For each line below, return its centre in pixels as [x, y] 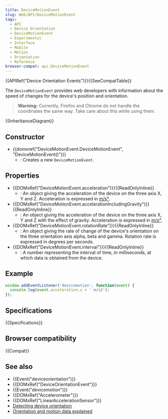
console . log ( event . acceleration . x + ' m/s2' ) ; [60, 290]
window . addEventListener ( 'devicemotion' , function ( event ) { [70, 285]
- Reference [23, 62]
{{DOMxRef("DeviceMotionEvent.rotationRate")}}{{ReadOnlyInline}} [83, 225]
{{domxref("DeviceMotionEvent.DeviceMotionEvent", [68, 149]
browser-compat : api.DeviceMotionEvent [47, 66]
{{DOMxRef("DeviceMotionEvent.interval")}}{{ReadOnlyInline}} [78, 247]
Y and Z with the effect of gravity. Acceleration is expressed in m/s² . [91, 220]
